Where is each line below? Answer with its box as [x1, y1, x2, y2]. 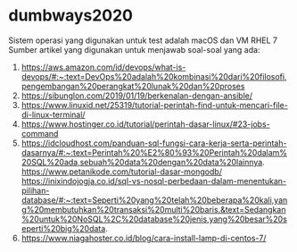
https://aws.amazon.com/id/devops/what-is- [21, 62, 186, 72]
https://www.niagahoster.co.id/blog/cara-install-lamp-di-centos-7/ [21, 232, 267, 243]
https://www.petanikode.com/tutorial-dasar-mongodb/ [21, 166, 222, 177]
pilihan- [21, 185, 50, 196]
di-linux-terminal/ [21, 109, 86, 120]
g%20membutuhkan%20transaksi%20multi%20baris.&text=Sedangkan [21, 204, 286, 214]
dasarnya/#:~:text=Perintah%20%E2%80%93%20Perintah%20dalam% [21, 147, 287, 157]
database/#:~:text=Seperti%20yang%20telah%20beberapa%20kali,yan [21, 194, 288, 206]
